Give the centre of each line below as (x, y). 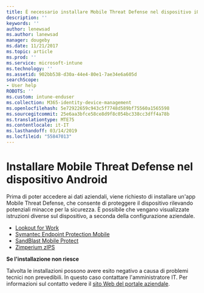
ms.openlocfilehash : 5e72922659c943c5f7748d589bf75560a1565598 (88, 108)
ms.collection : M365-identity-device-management (69, 102)
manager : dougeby (28, 40)
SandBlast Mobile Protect (47, 241)
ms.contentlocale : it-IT (38, 125)
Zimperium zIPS (35, 247)
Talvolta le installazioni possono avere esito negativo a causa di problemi (97, 270)
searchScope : (23, 80)
